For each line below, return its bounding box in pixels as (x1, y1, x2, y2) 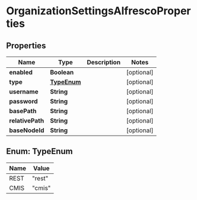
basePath (9, 107, 37, 115)
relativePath (9, 117, 45, 124)
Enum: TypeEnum (6, 146, 73, 157)
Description (87, 58, 120, 66)
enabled (9, 68, 33, 76)
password (9, 97, 38, 105)
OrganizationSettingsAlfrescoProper (6, 4, 191, 18)
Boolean (50, 68, 74, 76)
